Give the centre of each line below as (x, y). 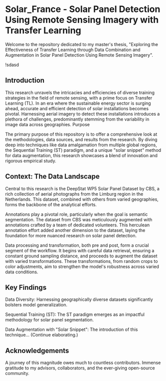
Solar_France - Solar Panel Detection (83, 9)
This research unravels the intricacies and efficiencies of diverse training (80, 92)
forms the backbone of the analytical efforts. (51, 204)
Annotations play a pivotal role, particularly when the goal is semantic (77, 214)
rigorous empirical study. (31, 161)
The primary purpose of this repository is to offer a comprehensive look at (81, 134)
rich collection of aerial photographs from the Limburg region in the (74, 194)
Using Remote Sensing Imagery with (82, 20)
